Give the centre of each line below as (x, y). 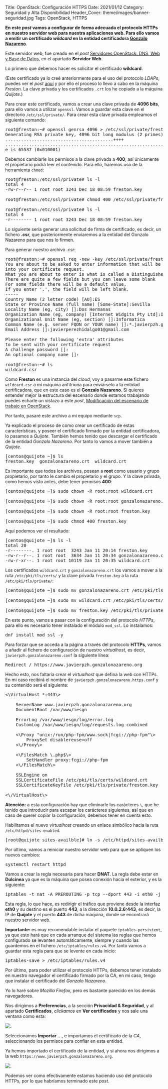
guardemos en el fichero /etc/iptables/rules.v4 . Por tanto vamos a (75, 946)
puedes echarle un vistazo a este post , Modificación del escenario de (77, 401)
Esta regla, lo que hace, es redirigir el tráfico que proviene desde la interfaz (83, 904)
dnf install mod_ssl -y (34, 635)
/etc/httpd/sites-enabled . (33, 830)
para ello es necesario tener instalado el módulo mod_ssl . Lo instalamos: (79, 625)
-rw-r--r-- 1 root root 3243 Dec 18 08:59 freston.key (74, 190)
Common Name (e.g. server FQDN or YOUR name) (62, 324)
